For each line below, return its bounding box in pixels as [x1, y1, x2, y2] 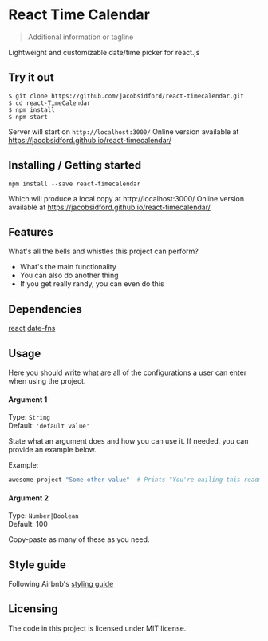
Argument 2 [8, 493, 49, 503]
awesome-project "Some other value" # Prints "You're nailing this [8, 476, 241, 484]
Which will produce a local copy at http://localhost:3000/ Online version [8, 193, 245, 203]
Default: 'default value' [8, 421, 90, 431]
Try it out [8, 70, 54, 85]
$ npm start [8, 113, 48, 121]
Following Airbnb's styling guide [8, 579, 114, 589]
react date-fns [8, 324, 56, 333]
